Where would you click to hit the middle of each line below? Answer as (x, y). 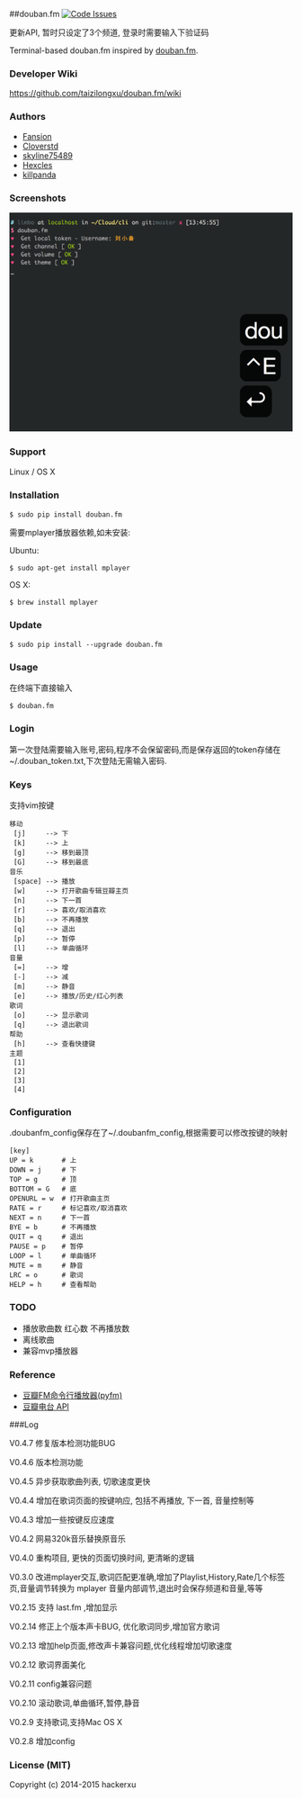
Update (26, 625)
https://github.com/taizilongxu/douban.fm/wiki (95, 94)
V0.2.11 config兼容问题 (51, 1684)
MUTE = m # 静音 (46, 1266)
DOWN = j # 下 (43, 1170)
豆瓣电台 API (46, 1406)
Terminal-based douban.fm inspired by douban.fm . (104, 50)
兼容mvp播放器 (50, 1351)
